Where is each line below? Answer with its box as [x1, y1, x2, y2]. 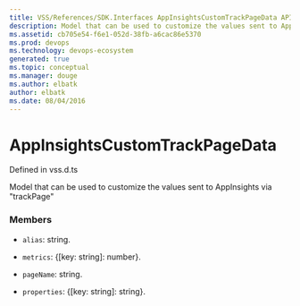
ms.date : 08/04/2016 [9, 96, 87, 106]
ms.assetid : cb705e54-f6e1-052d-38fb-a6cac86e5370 [9, 30, 202, 38]
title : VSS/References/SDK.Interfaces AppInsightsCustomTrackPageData [9, 13, 278, 22]
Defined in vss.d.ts [9, 165, 79, 175]
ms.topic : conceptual [9, 64, 90, 72]
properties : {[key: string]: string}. [21, 285, 146, 296]
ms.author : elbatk [9, 80, 78, 89]
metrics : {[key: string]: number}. [21, 251, 141, 262]
